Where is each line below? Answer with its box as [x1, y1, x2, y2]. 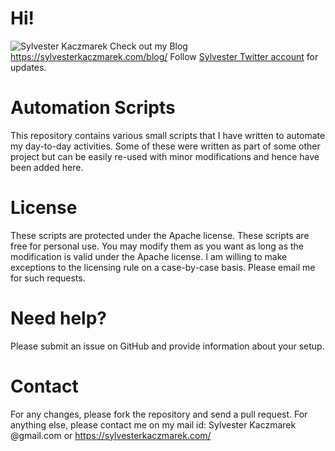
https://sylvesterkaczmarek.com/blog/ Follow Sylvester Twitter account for [10, 50, 319, 62]
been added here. [10, 161, 84, 173]
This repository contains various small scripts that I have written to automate [10, 129, 326, 141]
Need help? [10, 307, 107, 329]
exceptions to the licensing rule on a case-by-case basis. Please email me [10, 261, 316, 273]
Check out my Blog [109, 40, 188, 52]
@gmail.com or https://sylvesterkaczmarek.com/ [10, 429, 212, 441]
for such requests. [10, 272, 86, 284]
